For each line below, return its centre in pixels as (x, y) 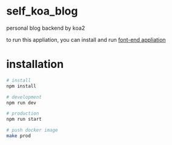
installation (35, 64)
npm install (21, 86)
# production (23, 113)
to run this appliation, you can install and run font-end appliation (86, 39)
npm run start (24, 120)
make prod (19, 136)
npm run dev (21, 103)
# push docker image (32, 130)
